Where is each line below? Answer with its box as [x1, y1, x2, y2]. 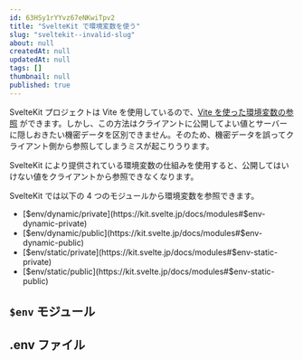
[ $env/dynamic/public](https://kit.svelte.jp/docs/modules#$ [22, 227, 246, 238]
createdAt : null [9, 47, 71, 56]
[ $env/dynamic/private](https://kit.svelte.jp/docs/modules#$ [22, 208, 249, 219]
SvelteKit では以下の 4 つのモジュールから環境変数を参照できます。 [9, 190, 260, 201]
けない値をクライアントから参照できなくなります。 [9, 171, 199, 182]
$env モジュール [9, 304, 96, 319]
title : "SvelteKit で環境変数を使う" [9, 22, 141, 31]
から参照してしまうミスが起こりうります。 [56, 140, 214, 151]
